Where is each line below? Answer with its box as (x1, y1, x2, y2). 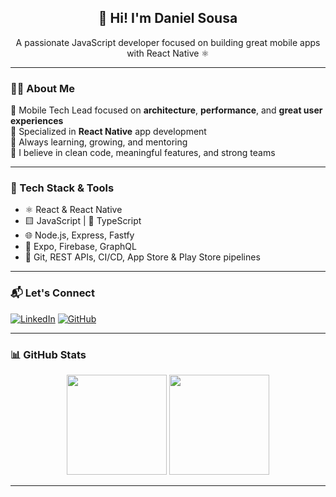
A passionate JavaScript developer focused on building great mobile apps (15, 36, 321, 48)
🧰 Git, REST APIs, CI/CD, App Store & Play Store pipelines (24, 251, 261, 263)
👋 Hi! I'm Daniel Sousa (98, 10, 238, 27)
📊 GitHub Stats (10, 347, 87, 361)
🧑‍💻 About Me (10, 81, 75, 95)
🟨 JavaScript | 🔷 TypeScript (24, 215, 142, 227)
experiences (10, 115, 64, 127)
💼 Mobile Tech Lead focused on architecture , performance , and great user (10, 104, 323, 116)
